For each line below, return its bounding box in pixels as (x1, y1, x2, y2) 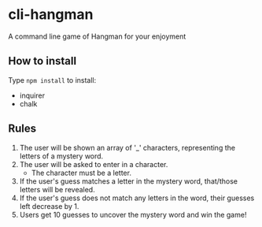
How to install (8, 54, 77, 68)
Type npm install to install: (8, 75, 97, 84)
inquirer (19, 91, 46, 100)
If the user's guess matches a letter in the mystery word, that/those (19, 176, 238, 186)
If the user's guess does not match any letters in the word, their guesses (19, 193, 255, 203)
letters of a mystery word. (19, 151, 104, 161)
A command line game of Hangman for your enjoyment (8, 32, 186, 41)
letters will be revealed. (19, 184, 96, 194)
